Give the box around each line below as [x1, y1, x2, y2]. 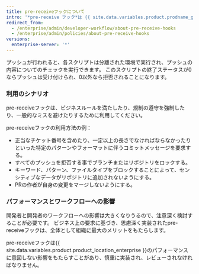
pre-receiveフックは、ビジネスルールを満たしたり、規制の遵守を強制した [6, 104, 185, 111]
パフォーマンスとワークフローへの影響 [6, 198, 115, 206]
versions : [6, 36, 31, 42]
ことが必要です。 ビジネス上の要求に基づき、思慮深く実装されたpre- [11, 220, 178, 227]
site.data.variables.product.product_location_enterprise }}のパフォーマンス [6, 247, 188, 254]
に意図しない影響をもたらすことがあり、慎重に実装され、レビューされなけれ [6, 254, 193, 261]
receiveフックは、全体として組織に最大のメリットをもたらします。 [6, 227, 169, 234]
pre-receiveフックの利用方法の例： [6, 124, 92, 131]
